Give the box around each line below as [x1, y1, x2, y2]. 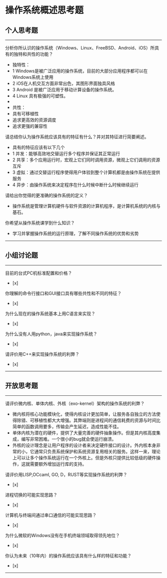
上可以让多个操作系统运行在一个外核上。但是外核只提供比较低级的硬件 [12, 455, 157, 461]
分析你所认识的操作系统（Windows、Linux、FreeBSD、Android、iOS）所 [5, 45, 155, 50]
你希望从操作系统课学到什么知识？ [5, 220, 75, 226]
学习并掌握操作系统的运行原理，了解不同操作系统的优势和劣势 [12, 231, 139, 236]
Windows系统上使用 [12, 74, 54, 80]
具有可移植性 [12, 111, 39, 116]
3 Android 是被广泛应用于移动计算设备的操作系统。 [12, 87, 117, 92]
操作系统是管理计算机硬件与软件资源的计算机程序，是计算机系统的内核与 [12, 203, 161, 209]
